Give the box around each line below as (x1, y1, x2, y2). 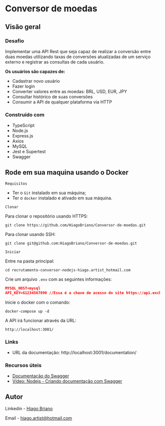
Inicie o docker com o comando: (5, 299, 70, 305)
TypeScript (12, 123, 35, 129)
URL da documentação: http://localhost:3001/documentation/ (12, 350, 137, 356)
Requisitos (5, 181, 27, 186)
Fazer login (12, 83, 35, 89)
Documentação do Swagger (12, 373, 69, 379)
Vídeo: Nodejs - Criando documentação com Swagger (12, 378, 123, 384)
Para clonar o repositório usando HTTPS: (5, 213, 88, 219)
